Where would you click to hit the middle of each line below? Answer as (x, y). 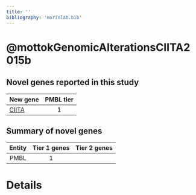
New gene (24, 99)
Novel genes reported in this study (73, 82)
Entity (18, 148)
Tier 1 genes (51, 148)
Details (24, 185)
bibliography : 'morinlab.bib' (44, 18)
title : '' (19, 12)
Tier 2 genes (94, 148)
